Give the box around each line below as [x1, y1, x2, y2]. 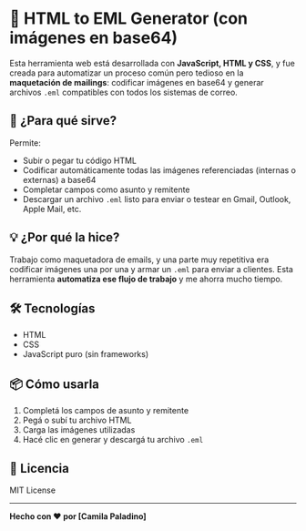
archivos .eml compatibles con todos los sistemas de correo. [9, 87, 239, 97]
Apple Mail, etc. [22, 203, 82, 214]
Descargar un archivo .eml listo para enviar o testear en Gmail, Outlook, [22, 193, 291, 204]
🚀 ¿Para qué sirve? [9, 113, 117, 128]
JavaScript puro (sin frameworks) [22, 349, 149, 360]
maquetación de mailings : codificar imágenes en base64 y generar [9, 77, 264, 87]
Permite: [9, 137, 41, 148]
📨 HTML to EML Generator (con [9, 8, 249, 29]
